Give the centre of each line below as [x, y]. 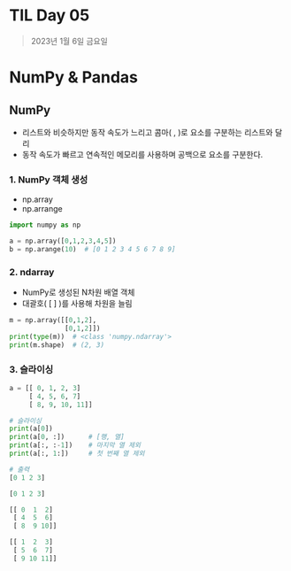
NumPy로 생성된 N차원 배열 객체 [78, 292]
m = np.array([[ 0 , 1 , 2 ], [53, 320]
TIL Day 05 [50, 15]
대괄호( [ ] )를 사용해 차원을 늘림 [77, 304]
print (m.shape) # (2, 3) [57, 345]
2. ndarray [32, 272]
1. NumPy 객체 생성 [49, 180]
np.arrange [42, 209]
